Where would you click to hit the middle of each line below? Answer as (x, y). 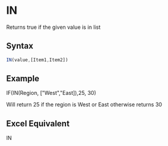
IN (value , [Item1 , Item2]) (37, 60)
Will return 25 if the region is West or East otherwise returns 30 (84, 105)
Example (23, 79)
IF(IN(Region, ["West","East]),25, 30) (51, 93)
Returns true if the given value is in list (53, 27)
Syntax (20, 46)
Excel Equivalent (38, 123)
